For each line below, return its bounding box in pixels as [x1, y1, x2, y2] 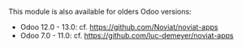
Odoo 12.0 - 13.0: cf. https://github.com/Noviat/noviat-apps [19, 22, 218, 31]
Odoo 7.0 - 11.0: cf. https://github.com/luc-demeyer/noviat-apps [19, 31, 234, 40]
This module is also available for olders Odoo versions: [8, 7, 192, 16]
